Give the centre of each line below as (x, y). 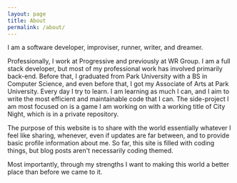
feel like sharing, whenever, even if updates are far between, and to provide (118, 135)
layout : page (27, 14)
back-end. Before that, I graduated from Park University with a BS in (107, 76)
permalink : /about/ (36, 27)
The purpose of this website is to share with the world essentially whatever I (119, 128)
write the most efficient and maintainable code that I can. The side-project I (118, 99)
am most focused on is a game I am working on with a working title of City (116, 107)
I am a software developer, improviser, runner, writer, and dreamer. (105, 48)
